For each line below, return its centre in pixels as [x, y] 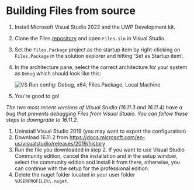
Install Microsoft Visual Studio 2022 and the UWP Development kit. [95, 27]
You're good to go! [37, 96]
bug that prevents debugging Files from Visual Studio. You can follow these [97, 113]
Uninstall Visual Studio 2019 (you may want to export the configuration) [100, 131]
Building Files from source [71, 11]
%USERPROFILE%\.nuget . [41, 181]
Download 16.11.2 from [41, 137]
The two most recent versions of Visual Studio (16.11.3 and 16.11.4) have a [94, 107]
